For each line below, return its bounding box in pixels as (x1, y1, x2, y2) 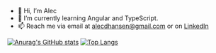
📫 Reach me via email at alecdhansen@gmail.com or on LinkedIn (17, 22, 209, 30)
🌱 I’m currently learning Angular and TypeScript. (17, 14, 159, 22)
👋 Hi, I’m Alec (17, 7, 57, 15)
